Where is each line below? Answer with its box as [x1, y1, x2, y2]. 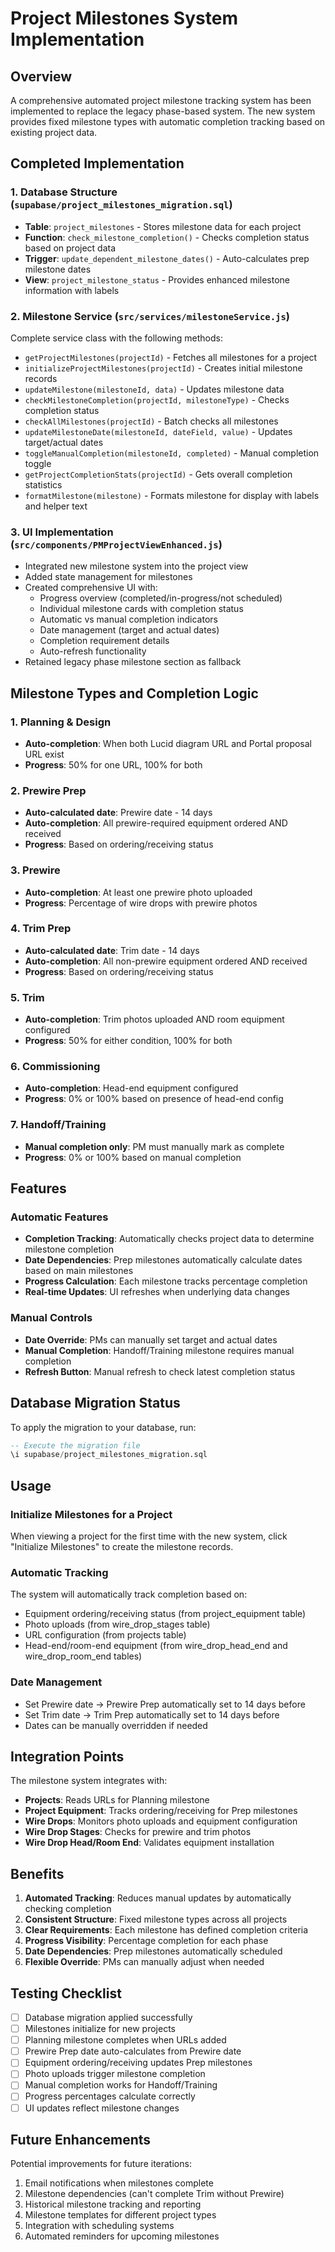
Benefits [10, 1865, 65, 1882]
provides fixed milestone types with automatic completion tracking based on [10, 116, 326, 127]
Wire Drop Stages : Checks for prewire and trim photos [24, 1826, 252, 1838]
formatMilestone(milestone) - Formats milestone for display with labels [24, 489, 320, 501]
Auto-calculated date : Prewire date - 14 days [24, 807, 213, 819]
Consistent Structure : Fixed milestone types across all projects [24, 1913, 288, 1926]
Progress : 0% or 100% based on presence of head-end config [24, 1093, 284, 1105]
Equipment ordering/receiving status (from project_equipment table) [24, 1608, 307, 1620]
